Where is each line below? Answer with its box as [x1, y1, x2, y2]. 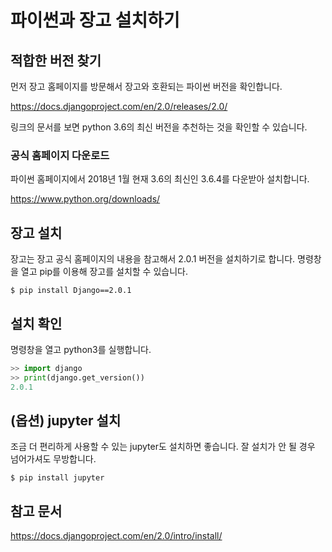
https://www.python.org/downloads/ [10, 193, 161, 205]
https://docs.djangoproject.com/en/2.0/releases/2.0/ [10, 101, 228, 112]
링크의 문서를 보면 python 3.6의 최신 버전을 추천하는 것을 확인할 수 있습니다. [10, 121, 308, 133]
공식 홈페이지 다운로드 [10, 148, 110, 162]
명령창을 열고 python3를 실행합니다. [10, 343, 152, 355]
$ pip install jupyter [10, 473, 105, 483]
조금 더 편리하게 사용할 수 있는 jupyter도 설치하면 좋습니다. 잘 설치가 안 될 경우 [10, 441, 316, 453]
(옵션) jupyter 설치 [10, 412, 122, 429]
